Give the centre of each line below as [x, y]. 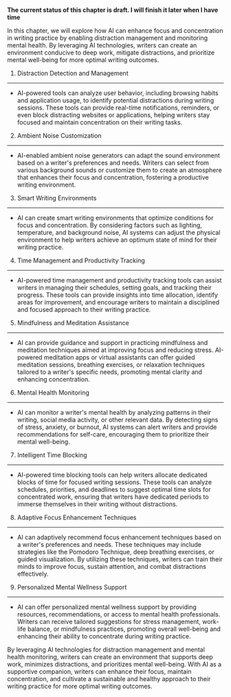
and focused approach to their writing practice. [84, 310]
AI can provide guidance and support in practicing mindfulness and [112, 343]
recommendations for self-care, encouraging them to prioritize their [113, 434]
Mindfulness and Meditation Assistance [73, 323]
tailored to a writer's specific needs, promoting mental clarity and [110, 372]
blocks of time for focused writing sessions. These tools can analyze [114, 482]
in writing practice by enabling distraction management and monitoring [108, 38]
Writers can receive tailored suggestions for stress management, [109, 622]
